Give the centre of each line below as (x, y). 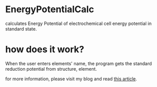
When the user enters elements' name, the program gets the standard (78, 63)
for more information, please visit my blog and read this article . (71, 79)
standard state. (21, 28)
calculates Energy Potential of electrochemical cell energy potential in (78, 23)
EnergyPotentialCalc (50, 9)
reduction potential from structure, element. (51, 69)
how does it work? (45, 50)
